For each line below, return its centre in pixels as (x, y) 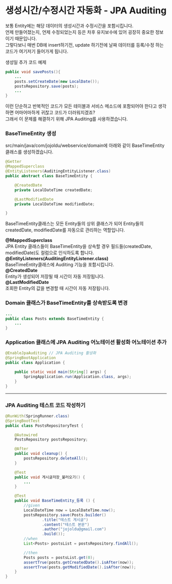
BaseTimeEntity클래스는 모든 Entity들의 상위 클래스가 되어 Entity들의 (74, 224)
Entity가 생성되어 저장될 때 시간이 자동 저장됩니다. (55, 277)
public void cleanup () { (41, 454)
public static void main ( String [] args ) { (60, 372)
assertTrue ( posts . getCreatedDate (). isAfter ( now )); (79, 562)
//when (31, 539)
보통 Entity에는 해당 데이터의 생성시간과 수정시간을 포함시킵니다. (69, 26)
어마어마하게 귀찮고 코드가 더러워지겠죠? (55, 113)
